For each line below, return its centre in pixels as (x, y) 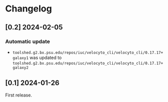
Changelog (29, 9)
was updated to (45, 57)
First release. (19, 95)
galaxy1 (20, 58)
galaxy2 (20, 67)
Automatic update (28, 41)
